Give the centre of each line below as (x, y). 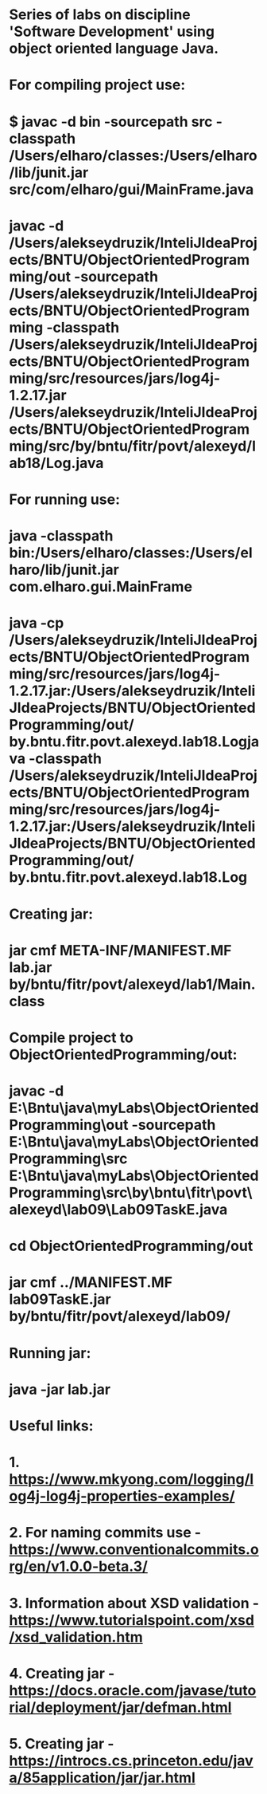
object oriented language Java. (114, 49)
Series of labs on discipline (100, 15)
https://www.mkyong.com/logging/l (132, 1479)
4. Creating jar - (62, 1673)
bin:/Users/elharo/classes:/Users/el (131, 553)
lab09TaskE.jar (60, 1299)
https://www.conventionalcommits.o (134, 1550)
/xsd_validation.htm (76, 1637)
